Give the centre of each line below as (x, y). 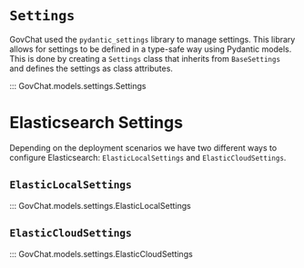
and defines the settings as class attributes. (91, 68)
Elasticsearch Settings (96, 123)
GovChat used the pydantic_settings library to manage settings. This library (152, 39)
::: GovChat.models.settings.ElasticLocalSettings (100, 205)
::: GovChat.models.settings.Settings (78, 85)
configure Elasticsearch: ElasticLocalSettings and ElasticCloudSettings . (148, 157)
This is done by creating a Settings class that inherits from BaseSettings (145, 58)
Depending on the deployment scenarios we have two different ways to (143, 147)
